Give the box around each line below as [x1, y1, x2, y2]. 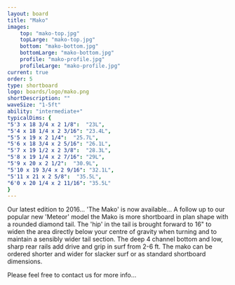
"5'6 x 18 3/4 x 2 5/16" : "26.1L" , [7, 141, 112, 148]
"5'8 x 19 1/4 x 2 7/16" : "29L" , [7, 153, 105, 161]
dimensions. [7, 257, 43, 266]
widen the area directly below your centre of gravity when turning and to [7, 228, 217, 236]
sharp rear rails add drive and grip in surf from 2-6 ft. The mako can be [7, 242, 213, 251]
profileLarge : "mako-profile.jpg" [20, 62, 121, 69]
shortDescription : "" [7, 95, 71, 102]
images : [7, 23, 30, 30]
